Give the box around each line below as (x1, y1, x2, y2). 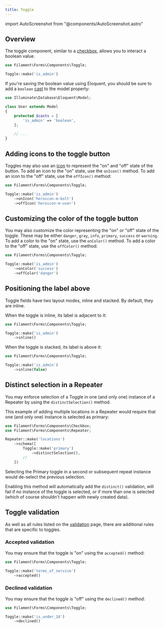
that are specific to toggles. (5, 527, 61, 532)
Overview (5, 35, 36, 43)
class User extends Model (5, 104, 58, 109)
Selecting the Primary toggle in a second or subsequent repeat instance (5, 468, 151, 474)
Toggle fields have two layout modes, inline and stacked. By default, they (5, 297, 154, 303)
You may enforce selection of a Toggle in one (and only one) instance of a (5, 394, 155, 399)
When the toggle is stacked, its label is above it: (5, 344, 102, 350)
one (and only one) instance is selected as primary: (5, 414, 109, 420)
